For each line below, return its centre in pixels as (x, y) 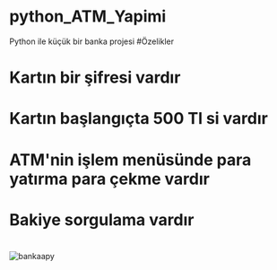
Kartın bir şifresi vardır (95, 78)
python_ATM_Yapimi (88, 17)
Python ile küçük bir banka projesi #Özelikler (92, 41)
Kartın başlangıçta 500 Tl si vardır (139, 119)
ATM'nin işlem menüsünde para (130, 160)
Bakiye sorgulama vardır (102, 219)
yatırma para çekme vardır (110, 179)
